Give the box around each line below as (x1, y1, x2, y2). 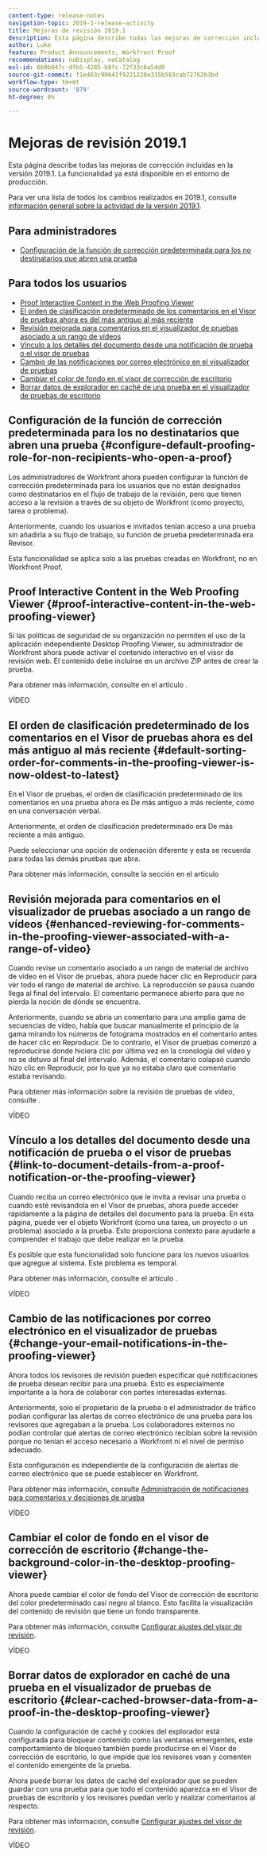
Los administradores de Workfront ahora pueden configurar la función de (8, 472, 249, 482)
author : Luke (8, 41, 52, 49)
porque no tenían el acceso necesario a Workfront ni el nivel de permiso (8, 1436, 245, 1446)
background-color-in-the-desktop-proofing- (8, 1556, 236, 1570)
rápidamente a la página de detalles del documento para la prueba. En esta (8, 1209, 254, 1219)
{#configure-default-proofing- (100, 439, 256, 452)
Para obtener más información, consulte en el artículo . (8, 680, 188, 690)
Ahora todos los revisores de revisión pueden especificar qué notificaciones (8, 1370, 258, 1380)
